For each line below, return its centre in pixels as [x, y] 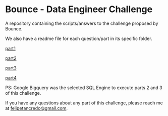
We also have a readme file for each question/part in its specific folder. [79, 38]
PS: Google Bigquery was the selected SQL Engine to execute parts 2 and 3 [84, 88]
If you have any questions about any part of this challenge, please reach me [84, 103]
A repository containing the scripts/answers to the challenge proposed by [82, 23]
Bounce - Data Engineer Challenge [79, 9]
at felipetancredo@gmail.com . [37, 108]
